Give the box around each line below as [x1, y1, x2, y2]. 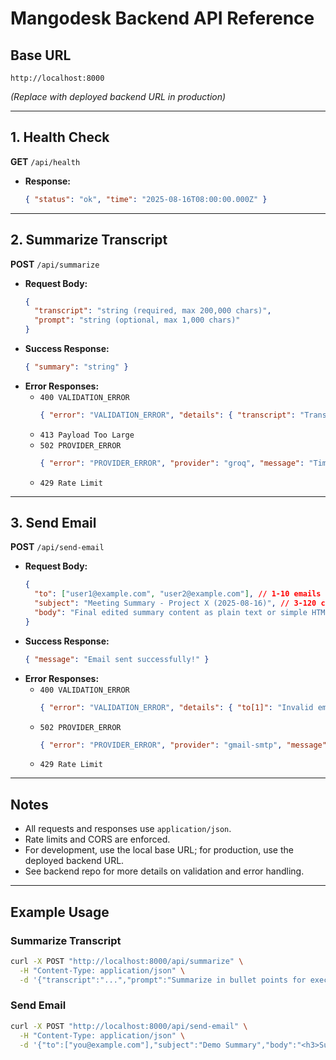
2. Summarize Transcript [10, 232, 168, 249]
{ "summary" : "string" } [24, 362, 129, 372]
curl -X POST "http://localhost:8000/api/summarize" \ [10, 956, 244, 966]
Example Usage [10, 903, 110, 921]
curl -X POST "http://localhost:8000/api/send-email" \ [10, 1021, 248, 1031]
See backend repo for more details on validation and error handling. [24, 865, 305, 877]
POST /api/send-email [10, 541, 105, 553]
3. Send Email [10, 515, 97, 532]
